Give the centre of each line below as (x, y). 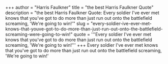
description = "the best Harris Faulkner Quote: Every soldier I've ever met (82, 13)
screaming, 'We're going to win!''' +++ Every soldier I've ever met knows (82, 45)
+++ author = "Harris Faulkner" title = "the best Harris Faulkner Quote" (79, 7)
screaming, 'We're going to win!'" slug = (48, 23)
